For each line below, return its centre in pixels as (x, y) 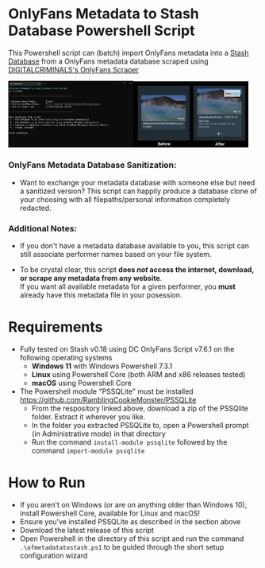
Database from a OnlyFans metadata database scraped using (108, 61)
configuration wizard (54, 555)
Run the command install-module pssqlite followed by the (129, 442)
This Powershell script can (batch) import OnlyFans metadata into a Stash (129, 53)
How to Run (47, 483)
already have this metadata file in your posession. (101, 295)
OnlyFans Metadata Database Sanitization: (92, 165)
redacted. (35, 208)
